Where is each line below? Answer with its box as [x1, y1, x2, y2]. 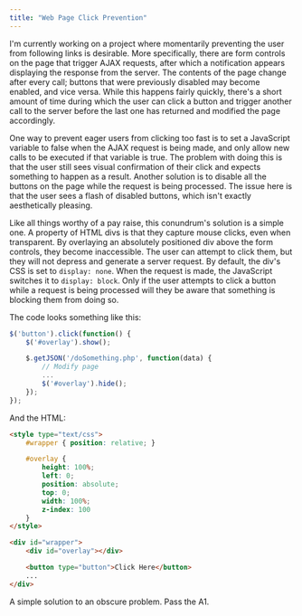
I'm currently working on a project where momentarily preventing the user [9, 38, 285, 49]
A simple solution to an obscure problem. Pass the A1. [9, 596, 210, 607]
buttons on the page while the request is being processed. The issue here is [9, 180, 292, 191]
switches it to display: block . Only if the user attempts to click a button [9, 275, 277, 286]
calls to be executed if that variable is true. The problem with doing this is [9, 151, 283, 163]
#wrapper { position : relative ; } [25, 438, 156, 448]
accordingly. [9, 115, 56, 126]
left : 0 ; [42, 471, 75, 480]
